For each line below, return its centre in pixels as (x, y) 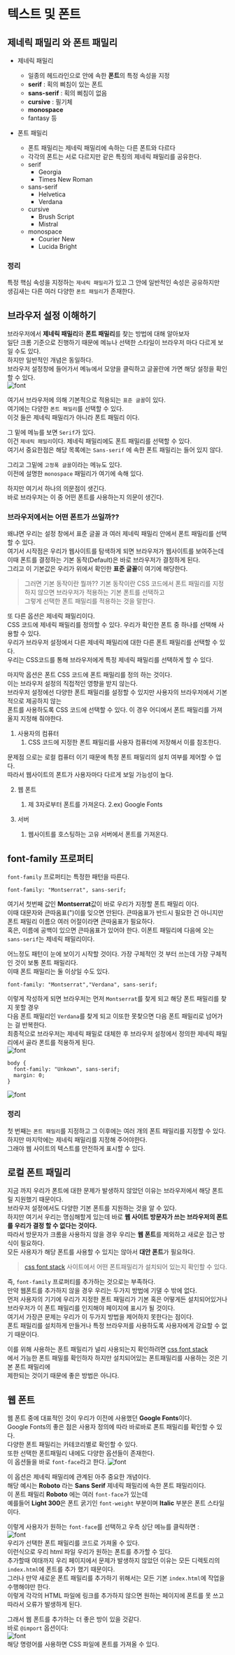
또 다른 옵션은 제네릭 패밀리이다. (51, 616)
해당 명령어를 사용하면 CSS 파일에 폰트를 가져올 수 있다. (83, 1644)
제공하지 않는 (43, 701)
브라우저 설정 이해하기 (52, 315)
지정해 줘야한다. (42, 719)
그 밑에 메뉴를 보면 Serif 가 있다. (51, 433)
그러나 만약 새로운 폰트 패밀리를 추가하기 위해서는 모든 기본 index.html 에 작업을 (116, 1578)
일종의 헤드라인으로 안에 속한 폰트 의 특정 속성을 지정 (99, 75)
